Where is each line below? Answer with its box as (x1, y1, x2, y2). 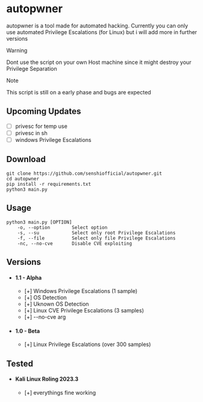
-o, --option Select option (17, 224, 108, 230)
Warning (6, 46, 27, 54)
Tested (6, 358, 34, 368)
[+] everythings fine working (24, 389, 96, 396)
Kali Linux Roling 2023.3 (15, 375, 79, 383)
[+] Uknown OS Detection (24, 300, 90, 308)
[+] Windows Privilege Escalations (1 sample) (24, 287, 138, 295)
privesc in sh (15, 129, 48, 136)
